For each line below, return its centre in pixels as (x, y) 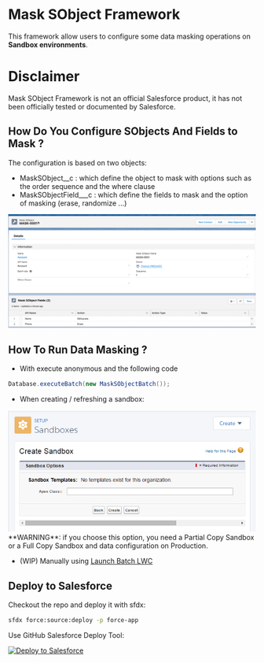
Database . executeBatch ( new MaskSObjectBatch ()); (89, 384)
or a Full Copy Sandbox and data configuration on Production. (108, 546)
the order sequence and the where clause (87, 186)
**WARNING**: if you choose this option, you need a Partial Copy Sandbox (131, 538)
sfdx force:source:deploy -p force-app (73, 620)
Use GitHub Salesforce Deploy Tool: (66, 635)
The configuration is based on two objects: (77, 162)
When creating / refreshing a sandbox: (82, 399)
